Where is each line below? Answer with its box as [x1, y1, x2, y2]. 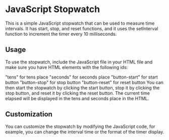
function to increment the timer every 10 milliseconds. [5, 31, 117, 37]
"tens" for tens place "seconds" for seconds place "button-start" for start [5, 74, 158, 80]
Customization [5, 110, 53, 119]
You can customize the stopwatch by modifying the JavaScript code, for [5, 123, 155, 129]
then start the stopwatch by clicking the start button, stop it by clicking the [5, 85, 160, 91]
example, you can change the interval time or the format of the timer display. [5, 128, 164, 134]
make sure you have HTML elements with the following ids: [5, 64, 128, 70]
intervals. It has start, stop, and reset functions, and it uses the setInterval [5, 25, 158, 31]
